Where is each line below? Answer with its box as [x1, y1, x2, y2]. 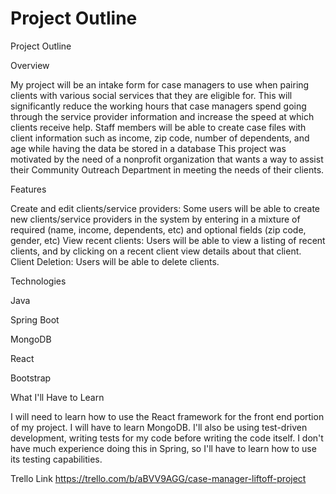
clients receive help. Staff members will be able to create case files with [10, 121, 307, 133]
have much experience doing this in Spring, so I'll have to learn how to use [10, 442, 317, 454]
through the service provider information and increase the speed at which [10, 110, 315, 122]
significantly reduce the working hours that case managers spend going [10, 100, 307, 112]
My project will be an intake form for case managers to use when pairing [10, 78, 310, 91]
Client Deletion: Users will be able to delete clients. [10, 255, 220, 267]
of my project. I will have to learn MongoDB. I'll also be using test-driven [10, 421, 308, 433]
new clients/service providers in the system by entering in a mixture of [10, 213, 301, 225]
